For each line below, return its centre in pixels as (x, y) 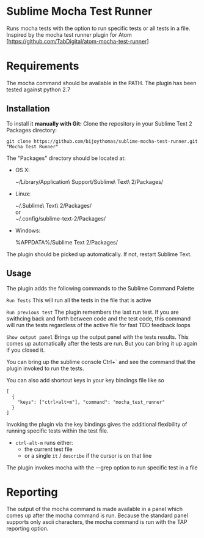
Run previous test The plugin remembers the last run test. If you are (93, 312)
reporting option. (27, 529)
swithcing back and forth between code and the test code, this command (99, 318)
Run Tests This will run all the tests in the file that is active (79, 300)
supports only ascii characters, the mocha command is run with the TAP (97, 522)
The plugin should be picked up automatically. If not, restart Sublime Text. (99, 254)
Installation (28, 109)
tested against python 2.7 (38, 89)
